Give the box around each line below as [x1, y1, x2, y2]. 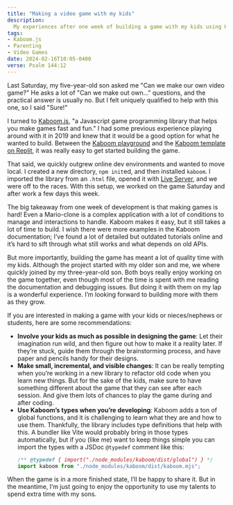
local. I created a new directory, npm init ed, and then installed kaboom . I [7, 167, 211, 175]
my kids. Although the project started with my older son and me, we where [7, 260, 221, 268]
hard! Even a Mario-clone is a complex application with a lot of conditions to [7, 210, 224, 218]
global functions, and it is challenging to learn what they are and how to [17, 413, 222, 422]
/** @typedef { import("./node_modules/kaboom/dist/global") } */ [17, 456, 214, 463]
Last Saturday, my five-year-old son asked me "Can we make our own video [7, 81, 225, 89]
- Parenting [7, 42, 42, 49]
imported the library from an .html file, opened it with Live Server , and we [7, 175, 218, 183]
